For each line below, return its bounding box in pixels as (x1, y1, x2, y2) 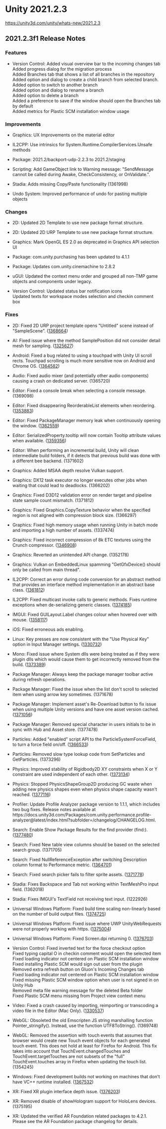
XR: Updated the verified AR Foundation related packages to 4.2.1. (12, 1113, 148, 1119)
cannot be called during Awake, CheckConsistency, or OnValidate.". (12, 171, 150, 177)
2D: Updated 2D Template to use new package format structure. (12, 220, 144, 226)
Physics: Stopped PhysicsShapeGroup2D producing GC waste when (12, 781, 152, 787)
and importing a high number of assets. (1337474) (12, 527, 114, 533)
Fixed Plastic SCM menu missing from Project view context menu (12, 993, 146, 999)
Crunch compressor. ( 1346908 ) (12, 542, 77, 548)
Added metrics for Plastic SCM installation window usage (12, 108, 130, 114)
